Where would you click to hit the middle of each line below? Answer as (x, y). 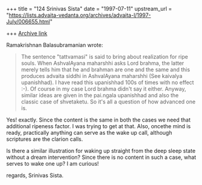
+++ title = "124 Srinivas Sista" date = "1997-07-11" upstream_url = (89, 9)
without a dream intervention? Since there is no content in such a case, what (101, 157)
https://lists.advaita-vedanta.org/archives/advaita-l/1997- (80, 15)
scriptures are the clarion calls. (45, 139)
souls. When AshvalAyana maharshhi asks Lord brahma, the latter (103, 63)
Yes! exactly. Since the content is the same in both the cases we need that (99, 120)
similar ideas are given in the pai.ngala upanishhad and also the (100, 95)
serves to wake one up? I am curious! (53, 164)
